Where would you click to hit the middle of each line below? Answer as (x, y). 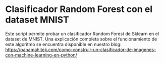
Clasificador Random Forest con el (79, 9)
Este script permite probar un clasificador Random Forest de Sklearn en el (82, 33)
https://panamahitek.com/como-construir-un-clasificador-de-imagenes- (81, 49)
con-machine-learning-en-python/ (41, 55)
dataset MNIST (37, 20)
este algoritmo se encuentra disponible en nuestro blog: (64, 44)
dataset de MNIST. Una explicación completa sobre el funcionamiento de (81, 39)
